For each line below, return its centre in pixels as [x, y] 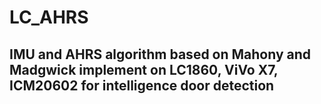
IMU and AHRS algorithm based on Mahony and [160, 54]
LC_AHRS [49, 17]
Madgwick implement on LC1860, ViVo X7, [144, 69]
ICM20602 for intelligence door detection [142, 85]
